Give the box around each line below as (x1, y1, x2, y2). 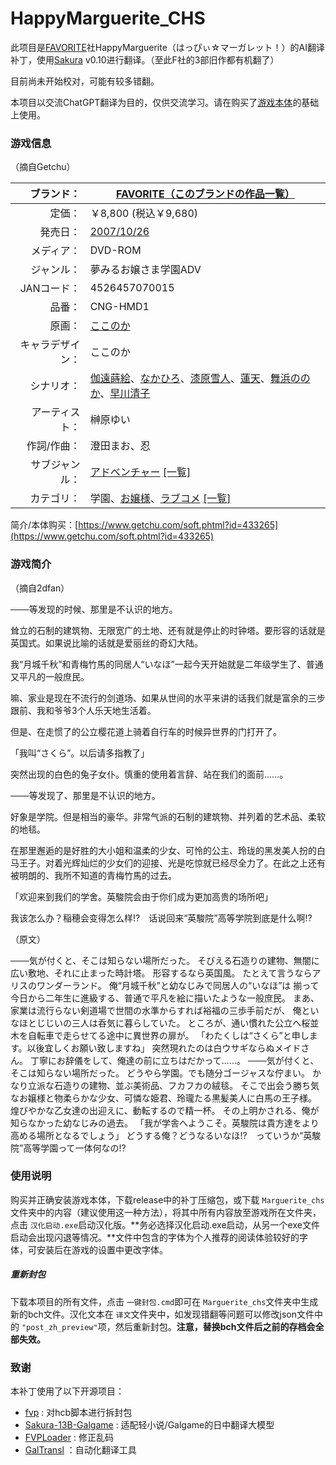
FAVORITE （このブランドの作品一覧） (115, 187, 295, 201)
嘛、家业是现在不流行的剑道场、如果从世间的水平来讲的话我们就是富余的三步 (10, 692, 326, 704)
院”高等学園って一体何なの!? (10, 1142, 127, 1154)
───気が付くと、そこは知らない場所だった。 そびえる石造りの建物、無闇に (10, 954, 320, 966)
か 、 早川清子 (89, 387, 151, 401)
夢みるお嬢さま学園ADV (89, 263, 202, 277)
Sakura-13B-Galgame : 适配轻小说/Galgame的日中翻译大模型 (24, 1419, 275, 1431)
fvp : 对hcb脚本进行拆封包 (24, 1407, 133, 1419)
